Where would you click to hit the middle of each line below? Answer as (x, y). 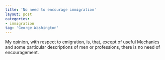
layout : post (19, 14)
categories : (17, 19)
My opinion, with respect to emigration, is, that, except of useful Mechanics (82, 42)
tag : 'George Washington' (32, 28)
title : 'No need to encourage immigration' (51, 10)
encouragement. (22, 53)
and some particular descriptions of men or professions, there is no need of (83, 47)
